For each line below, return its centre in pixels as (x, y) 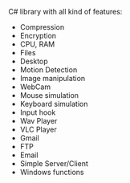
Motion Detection (49, 70)
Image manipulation (53, 78)
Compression (42, 27)
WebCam (35, 87)
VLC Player (39, 129)
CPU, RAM (37, 44)
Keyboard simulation (54, 104)
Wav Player (39, 121)
